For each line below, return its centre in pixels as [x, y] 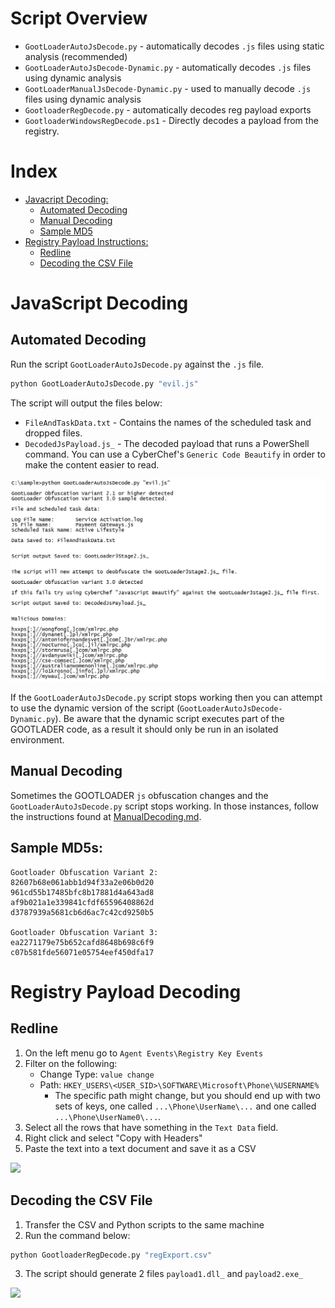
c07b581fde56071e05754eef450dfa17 [82, 952]
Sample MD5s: [57, 848]
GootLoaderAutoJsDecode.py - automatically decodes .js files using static [174, 46]
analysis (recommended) [76, 56]
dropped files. [53, 433]
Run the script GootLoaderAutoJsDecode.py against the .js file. [137, 364]
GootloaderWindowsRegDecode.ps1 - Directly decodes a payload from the [171, 120]
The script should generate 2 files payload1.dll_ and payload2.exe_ [164, 1274]
